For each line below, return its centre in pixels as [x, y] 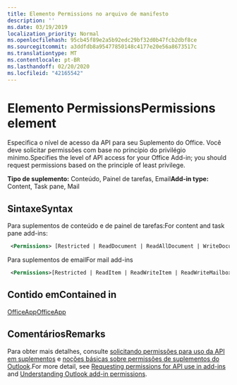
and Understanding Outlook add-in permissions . [77, 374]
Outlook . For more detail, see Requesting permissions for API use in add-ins [116, 366]
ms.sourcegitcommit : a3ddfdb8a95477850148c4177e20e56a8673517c [102, 47]
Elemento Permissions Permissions [111, 108]
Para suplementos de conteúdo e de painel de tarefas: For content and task [116, 226]
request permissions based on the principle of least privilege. [96, 165]
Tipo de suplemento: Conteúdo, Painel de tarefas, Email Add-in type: [108, 179]
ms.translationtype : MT [42, 54]
